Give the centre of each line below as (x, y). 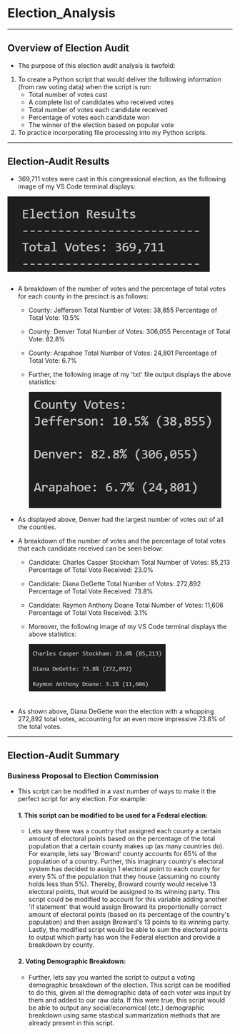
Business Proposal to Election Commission (83, 775)
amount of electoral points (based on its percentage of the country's (129, 915)
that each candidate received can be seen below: (90, 548)
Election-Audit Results (59, 162)
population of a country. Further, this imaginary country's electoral (126, 861)
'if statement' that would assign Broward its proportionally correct (125, 907)
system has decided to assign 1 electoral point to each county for (124, 869)
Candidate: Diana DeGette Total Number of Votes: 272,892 (115, 583)
